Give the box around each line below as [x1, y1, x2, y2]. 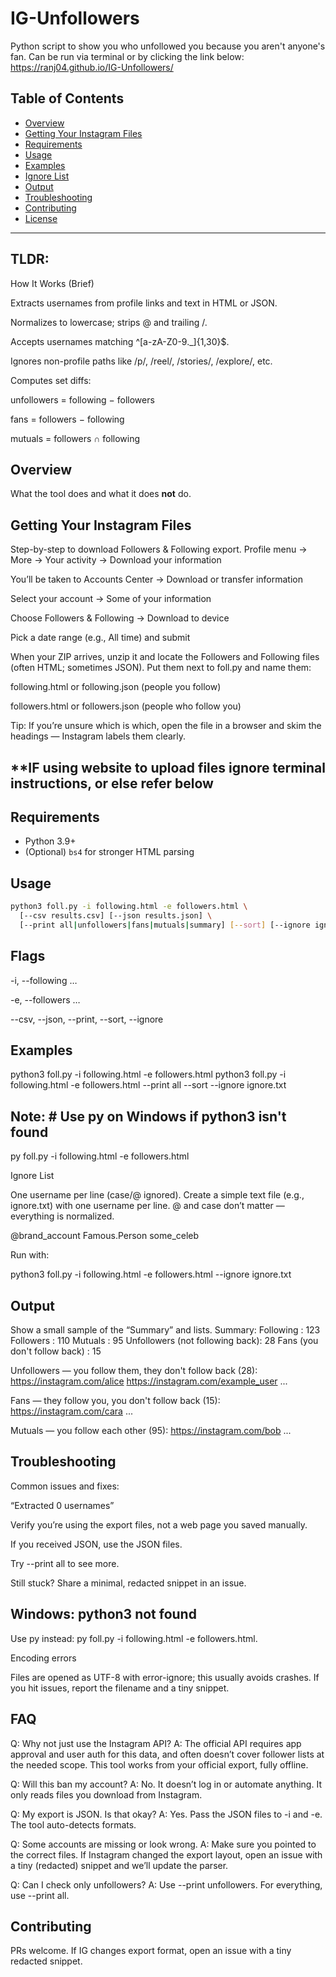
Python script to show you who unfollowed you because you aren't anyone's [10, 40, 326, 52]
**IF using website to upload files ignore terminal [10, 759, 326, 776]
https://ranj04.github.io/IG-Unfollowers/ [10, 61, 174, 73]
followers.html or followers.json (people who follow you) [10, 700, 242, 712]
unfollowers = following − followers [10, 393, 155, 406]
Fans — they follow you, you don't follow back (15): [10, 1395, 221, 1407]
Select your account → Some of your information [10, 593, 212, 605]
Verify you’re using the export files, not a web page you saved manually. [10, 1518, 308, 1531]
